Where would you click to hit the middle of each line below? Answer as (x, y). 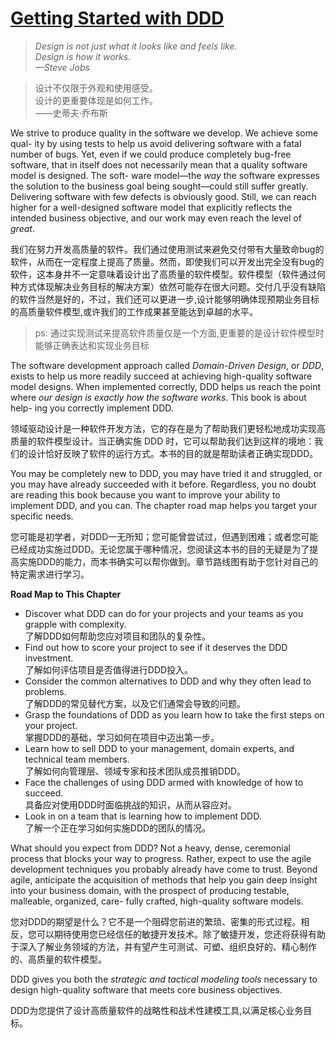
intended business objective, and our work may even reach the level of (156, 218)
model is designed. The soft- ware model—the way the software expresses (165, 175)
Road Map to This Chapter (66, 594)
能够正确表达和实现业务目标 (92, 345)
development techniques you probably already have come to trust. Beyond (164, 869)
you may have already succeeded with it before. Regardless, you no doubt (163, 484)
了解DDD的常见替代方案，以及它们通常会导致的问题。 (135, 703)
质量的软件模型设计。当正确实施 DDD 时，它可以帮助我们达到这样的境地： (162, 441)
